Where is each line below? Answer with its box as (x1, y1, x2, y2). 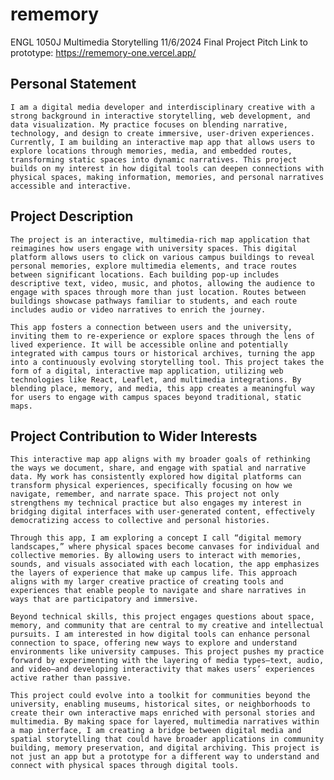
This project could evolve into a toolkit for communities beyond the (10, 691, 311, 701)
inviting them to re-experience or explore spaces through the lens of (10, 331, 315, 341)
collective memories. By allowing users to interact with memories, (10, 551, 302, 561)
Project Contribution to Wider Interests (10, 428, 258, 445)
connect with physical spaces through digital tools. (10, 761, 240, 771)
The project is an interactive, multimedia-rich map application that (10, 234, 311, 245)
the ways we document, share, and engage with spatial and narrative (10, 463, 307, 473)
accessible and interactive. (10, 181, 132, 191)
